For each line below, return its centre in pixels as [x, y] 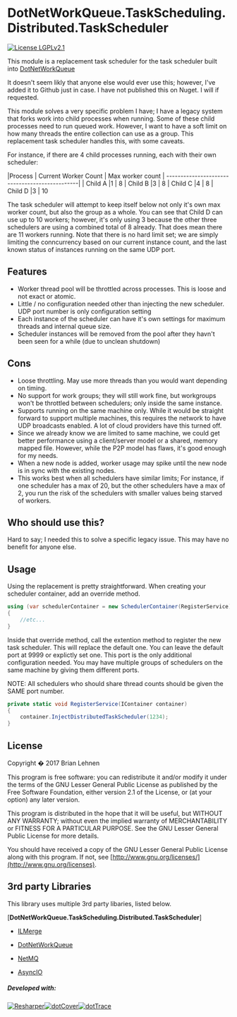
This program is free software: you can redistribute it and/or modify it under [117, 777]
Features [27, 272]
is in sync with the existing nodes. [67, 470]
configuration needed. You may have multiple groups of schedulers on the [115, 662]
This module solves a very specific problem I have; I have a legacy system [115, 111]
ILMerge [30, 931]
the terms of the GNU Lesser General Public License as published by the [113, 784]
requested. [23, 97]
